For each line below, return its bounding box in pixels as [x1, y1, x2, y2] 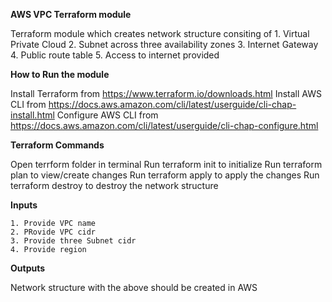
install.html [10, 109, 55, 121]
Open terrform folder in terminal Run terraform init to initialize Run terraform [10, 159, 323, 170]
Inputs [10, 199, 38, 211]
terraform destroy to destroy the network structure [10, 180, 219, 191]
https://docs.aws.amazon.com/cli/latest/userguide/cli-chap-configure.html [10, 120, 319, 131]
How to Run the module [10, 69, 110, 80]
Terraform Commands [10, 139, 105, 151]
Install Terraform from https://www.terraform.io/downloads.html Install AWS [10, 88, 322, 99]
